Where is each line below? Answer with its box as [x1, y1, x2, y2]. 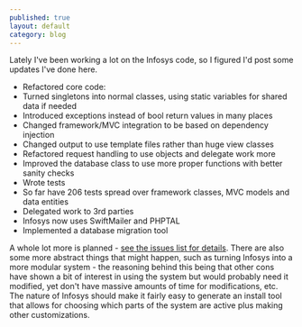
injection [22, 130, 55, 141]
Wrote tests [22, 177, 66, 188]
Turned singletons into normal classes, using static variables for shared [22, 91, 288, 102]
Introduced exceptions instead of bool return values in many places [22, 110, 273, 122]
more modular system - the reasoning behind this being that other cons [9, 262, 275, 273]
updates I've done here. [9, 64, 97, 75]
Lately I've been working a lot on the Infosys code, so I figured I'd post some [9, 55, 294, 66]
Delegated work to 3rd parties [22, 206, 134, 217]
